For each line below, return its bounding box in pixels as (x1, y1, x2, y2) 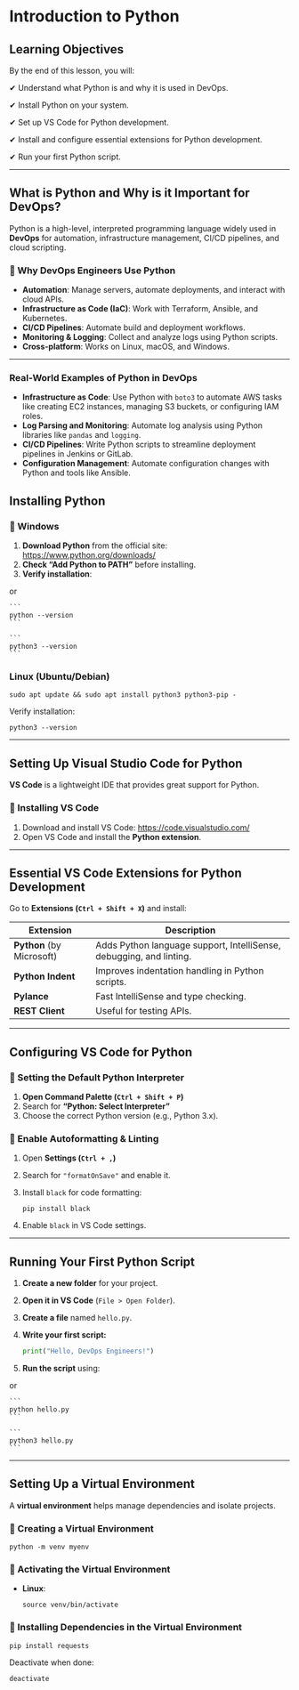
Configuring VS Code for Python (9, 1044, 193, 1060)
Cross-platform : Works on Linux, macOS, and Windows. (21, 341, 230, 352)
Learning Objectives (9, 42, 125, 57)
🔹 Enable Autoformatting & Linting (9, 1132, 159, 1144)
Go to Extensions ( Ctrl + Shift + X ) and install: (9, 903, 187, 914)
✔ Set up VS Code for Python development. (9, 117, 169, 127)
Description (165, 924, 216, 936)
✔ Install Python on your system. (9, 100, 129, 110)
